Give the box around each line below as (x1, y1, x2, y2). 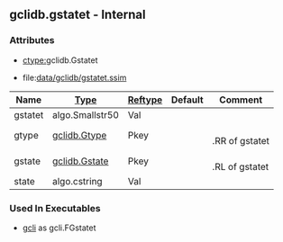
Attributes (9, 34, 55, 47)
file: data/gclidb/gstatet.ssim (22, 72, 127, 83)
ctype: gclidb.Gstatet (22, 54, 98, 66)
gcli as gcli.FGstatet (22, 222, 96, 233)
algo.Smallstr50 (52, 108, 120, 121)
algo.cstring (52, 175, 103, 187)
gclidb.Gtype (52, 129, 107, 141)
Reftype (127, 94, 163, 106)
